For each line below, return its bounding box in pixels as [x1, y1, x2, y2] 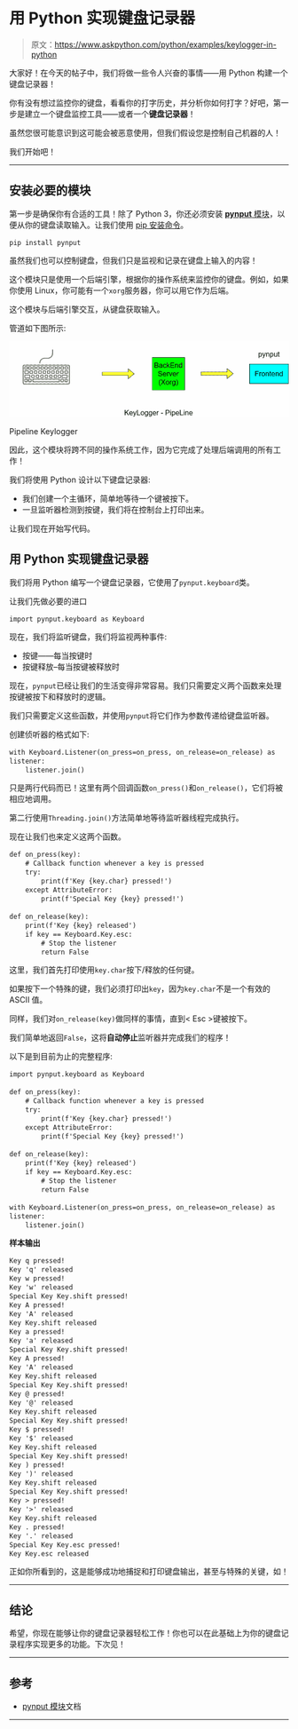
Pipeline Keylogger [9, 425, 78, 436]
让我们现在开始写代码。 [9, 523, 95, 534]
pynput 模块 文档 [21, 1701, 82, 1712]
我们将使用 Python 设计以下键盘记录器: [9, 474, 151, 485]
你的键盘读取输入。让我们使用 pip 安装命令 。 [24, 219, 189, 230]
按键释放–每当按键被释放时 [21, 661, 120, 671]
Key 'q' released [9, 1265, 74, 1274]
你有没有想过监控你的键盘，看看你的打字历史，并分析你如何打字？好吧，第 [9, 97, 281, 107]
